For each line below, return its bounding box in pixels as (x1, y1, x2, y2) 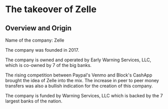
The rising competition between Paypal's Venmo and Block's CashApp (5, 72, 153, 78)
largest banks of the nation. (5, 98, 63, 104)
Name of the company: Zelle (5, 37, 65, 43)
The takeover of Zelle (5, 4, 97, 15)
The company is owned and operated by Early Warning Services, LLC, (5, 57, 151, 63)
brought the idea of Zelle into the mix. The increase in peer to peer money (5, 78, 159, 83)
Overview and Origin (5, 24, 72, 32)
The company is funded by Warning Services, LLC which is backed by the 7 (5, 93, 163, 98)
